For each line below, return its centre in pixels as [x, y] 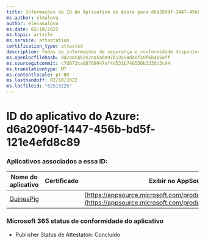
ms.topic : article [30, 35]
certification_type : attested [45, 47]
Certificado [62, 181]
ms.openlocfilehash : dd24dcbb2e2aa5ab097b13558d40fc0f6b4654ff [88, 58]
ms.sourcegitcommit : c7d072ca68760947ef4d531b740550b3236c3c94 [88, 63]
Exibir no [162, 181]
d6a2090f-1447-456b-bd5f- [81, 129]
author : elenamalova [33, 23]
